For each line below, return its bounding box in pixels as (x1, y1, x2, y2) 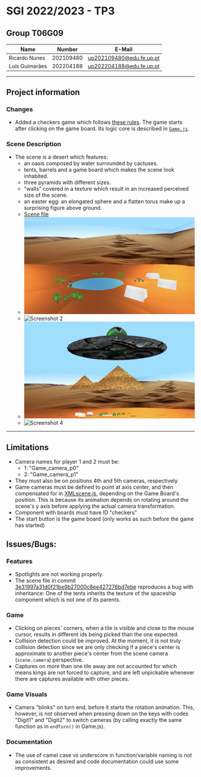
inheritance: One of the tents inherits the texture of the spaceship (14, 589, 176, 596)
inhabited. (23, 172, 49, 180)
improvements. (14, 764, 52, 771)
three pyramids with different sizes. (23, 179, 111, 186)
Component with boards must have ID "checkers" (14, 509, 138, 516)
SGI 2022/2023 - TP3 (6, 4, 115, 18)
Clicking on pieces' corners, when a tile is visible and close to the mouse (14, 624, 194, 632)
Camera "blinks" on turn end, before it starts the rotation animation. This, (14, 704, 195, 711)
